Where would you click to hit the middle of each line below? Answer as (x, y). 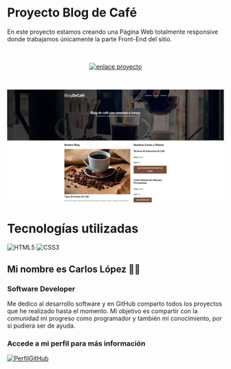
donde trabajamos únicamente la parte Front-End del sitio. (90, 39)
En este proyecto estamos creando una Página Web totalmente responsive (113, 32)
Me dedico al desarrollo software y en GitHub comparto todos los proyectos (114, 304)
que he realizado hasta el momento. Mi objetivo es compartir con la (102, 311)
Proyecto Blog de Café (72, 13)
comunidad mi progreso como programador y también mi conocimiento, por (114, 319)
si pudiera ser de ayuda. (41, 326)
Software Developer (41, 288)
